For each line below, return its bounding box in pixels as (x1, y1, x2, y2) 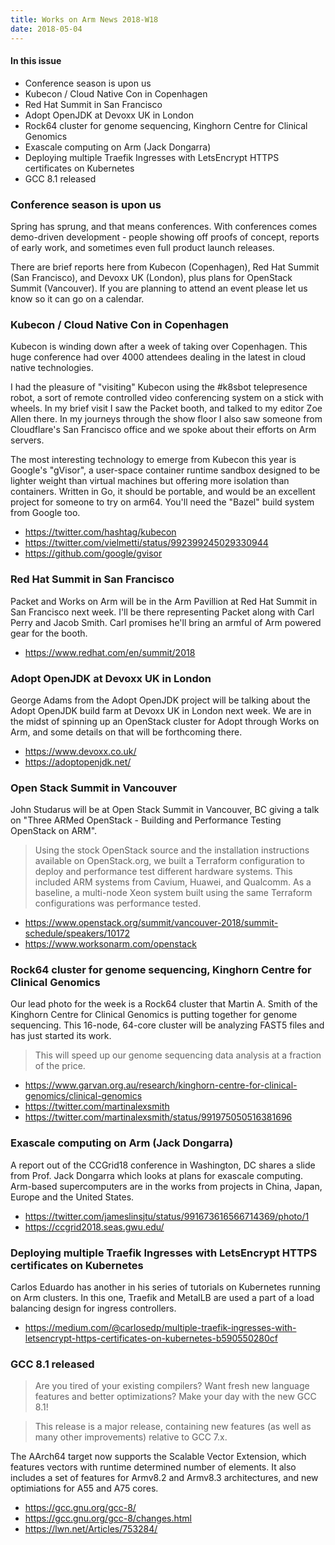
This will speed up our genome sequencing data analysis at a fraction (34, 1049, 322, 1061)
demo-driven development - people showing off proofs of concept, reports (10, 231, 320, 243)
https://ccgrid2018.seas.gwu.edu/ (24, 1221, 165, 1233)
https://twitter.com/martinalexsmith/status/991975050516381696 (24, 1111, 293, 1123)
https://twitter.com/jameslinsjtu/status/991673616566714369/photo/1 (24, 1210, 310, 1222)
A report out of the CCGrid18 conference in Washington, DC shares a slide (10, 1159, 316, 1171)
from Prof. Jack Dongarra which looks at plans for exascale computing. (10, 1169, 304, 1181)
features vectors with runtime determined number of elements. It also (10, 1461, 297, 1473)
